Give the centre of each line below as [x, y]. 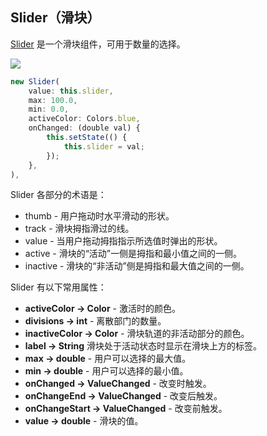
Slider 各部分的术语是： [58, 195]
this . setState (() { [87, 138]
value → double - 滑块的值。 [84, 421]
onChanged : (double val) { [84, 128]
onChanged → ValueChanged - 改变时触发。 [118, 384]
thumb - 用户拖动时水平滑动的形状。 [99, 216]
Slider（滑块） [55, 18]
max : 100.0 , [53, 100]
